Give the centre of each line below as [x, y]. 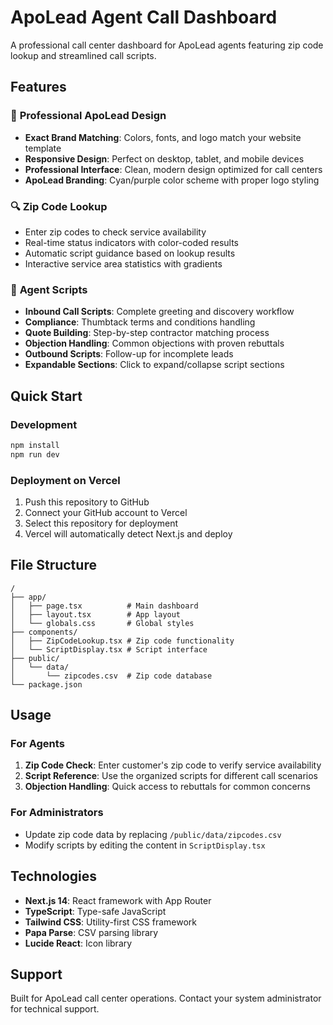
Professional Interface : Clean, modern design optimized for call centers [173, 169]
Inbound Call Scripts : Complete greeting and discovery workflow [159, 312]
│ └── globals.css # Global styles [102, 623]
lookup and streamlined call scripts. [83, 55]
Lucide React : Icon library [78, 943]
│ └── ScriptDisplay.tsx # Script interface [109, 649]
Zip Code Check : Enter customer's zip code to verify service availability [173, 765]
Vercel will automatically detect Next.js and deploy [128, 533]
